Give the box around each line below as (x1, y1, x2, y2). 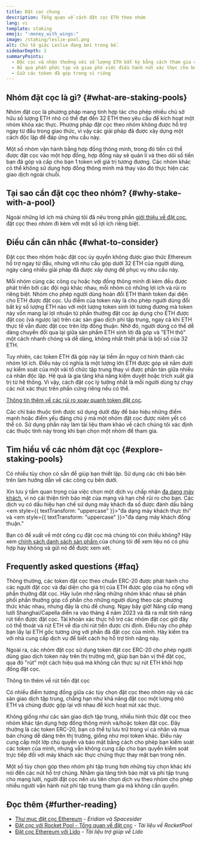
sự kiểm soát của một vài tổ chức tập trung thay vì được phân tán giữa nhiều (6, 365, 194, 373)
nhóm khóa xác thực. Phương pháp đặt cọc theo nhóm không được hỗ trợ (6, 121, 187, 128)
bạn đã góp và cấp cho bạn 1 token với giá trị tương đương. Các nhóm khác (6, 158, 191, 166)
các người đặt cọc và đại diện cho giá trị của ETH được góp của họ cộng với (6, 584, 193, 591)
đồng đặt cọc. (6, 665, 41, 672)
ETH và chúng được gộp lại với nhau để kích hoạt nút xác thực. (6, 701, 161, 708)
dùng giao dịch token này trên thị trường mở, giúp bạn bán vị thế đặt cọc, (6, 653, 187, 660)
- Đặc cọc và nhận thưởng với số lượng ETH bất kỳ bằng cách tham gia (11, 59, 191, 65)
